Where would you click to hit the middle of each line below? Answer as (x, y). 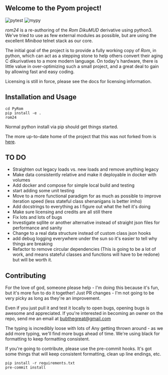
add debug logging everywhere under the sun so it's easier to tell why (85, 239)
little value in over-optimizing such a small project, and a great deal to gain (82, 66)
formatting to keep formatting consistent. (48, 339)
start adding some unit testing (43, 191)
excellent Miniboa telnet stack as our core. (49, 41)
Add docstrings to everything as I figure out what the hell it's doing (81, 207)
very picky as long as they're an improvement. (53, 298)
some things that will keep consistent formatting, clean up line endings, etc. (83, 354)
